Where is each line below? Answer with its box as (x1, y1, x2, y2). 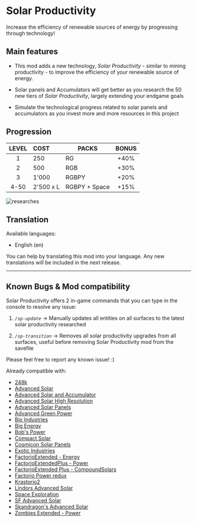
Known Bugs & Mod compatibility (6, 281, 130, 291)
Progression (6, 127, 52, 137)
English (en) (14, 241, 44, 248)
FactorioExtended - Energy (14, 453, 80, 460)
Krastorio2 (14, 479, 40, 486)
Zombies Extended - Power (14, 510, 81, 517)
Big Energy (14, 422, 42, 429)
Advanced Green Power (14, 410, 73, 417)
